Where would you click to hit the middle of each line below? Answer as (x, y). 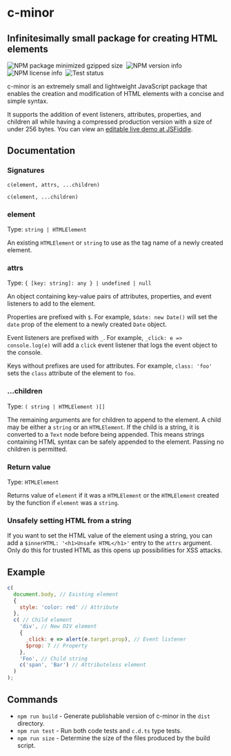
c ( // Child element (43, 620)
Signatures (26, 171)
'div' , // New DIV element (58, 627)
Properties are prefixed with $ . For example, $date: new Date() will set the (112, 317)
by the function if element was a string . (63, 502)
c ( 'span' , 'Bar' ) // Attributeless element (83, 665)
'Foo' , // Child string (54, 659)
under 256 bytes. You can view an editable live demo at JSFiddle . (100, 129)
